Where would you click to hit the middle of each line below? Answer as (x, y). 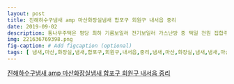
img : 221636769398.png (40, 40)
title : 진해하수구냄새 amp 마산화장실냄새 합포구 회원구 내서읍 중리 (92, 20)
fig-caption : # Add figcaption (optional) (70, 46)
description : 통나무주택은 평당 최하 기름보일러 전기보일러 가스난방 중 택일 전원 (109, 33)
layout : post (26, 14)
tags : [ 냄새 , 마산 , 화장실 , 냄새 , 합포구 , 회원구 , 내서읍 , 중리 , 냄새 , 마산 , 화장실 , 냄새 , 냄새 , (114, 53)
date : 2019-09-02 (32, 26)
